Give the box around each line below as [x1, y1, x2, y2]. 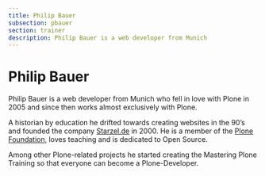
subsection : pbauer [8, 19, 73, 27]
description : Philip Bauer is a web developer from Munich [8, 33, 208, 42]
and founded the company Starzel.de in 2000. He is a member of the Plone [8, 126, 254, 136]
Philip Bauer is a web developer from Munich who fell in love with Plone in [8, 94, 250, 104]
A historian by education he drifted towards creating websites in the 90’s [8, 118, 246, 128]
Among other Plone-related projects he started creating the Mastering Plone [8, 150, 258, 159]
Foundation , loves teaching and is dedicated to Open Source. [8, 135, 208, 144]
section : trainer [8, 26, 66, 34]
